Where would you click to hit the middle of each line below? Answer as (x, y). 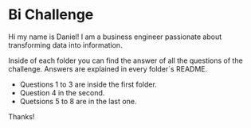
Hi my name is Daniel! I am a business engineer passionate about (115, 37)
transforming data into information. (65, 45)
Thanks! (22, 116)
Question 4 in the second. (62, 92)
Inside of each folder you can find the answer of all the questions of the (125, 60)
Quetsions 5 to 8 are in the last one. (78, 101)
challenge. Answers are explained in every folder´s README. (108, 68)
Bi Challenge (51, 15)
